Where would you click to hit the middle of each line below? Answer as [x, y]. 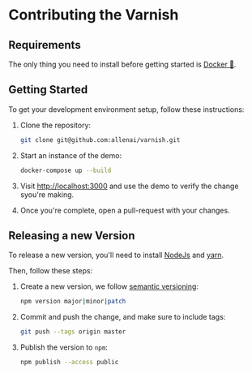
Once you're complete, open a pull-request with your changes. [125, 210]
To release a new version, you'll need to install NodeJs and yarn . [116, 255]
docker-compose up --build [66, 170]
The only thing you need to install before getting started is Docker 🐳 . [122, 64]
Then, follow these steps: [51, 271]
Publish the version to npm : [64, 347]
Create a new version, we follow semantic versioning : [109, 286]
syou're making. [47, 194]
